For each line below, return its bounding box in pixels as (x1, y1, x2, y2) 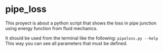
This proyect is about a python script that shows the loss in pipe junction (5, 20, 157, 26)
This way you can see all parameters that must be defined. (5, 40, 128, 46)
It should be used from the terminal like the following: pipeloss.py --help (5, 35, 158, 41)
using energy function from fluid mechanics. (5, 25, 98, 31)
